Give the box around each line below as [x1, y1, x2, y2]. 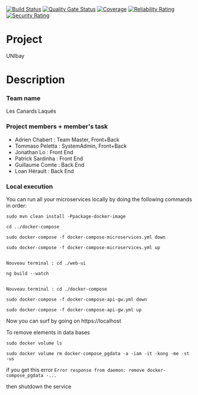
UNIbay [6, 52, 25, 59]
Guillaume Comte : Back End [14, 161, 85, 168]
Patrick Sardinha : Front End [14, 155, 84, 162]
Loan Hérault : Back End [14, 167, 74, 174]
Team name [6, 94, 41, 103]
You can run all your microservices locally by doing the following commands [6, 196, 193, 203]
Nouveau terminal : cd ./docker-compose [6, 286, 108, 292]
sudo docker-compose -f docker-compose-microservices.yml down [6, 234, 166, 240]
